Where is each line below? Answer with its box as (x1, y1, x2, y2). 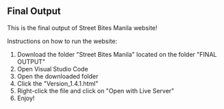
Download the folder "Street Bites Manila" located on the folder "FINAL (16, 50, 217, 58)
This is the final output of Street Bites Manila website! (7, 23, 158, 32)
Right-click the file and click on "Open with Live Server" (16, 86, 175, 95)
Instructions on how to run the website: (7, 37, 118, 45)
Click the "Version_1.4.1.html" (16, 79, 99, 88)
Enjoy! (16, 94, 35, 102)
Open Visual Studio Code (16, 64, 88, 73)
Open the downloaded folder (16, 72, 99, 80)
